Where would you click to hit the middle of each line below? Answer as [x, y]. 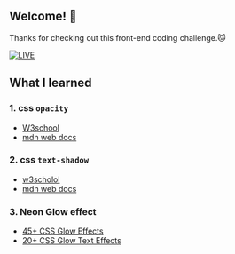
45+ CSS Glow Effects [63, 231]
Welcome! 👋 [43, 16]
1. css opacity [39, 108]
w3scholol [41, 179]
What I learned [51, 83]
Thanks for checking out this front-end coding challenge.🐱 [117, 37]
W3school [41, 127]
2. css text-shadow [49, 160]
